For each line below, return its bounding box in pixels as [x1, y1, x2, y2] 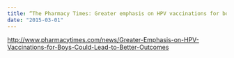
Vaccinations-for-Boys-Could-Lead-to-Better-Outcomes [7, 43, 169, 51]
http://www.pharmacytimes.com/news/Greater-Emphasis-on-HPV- [7, 35, 200, 43]
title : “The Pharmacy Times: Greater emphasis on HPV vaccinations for [7, 10, 219, 17]
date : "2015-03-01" [7, 17, 64, 23]
